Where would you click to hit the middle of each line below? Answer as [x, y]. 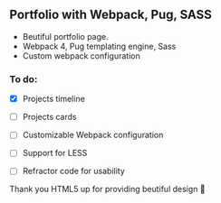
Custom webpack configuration [81, 55]
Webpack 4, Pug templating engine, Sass [99, 46]
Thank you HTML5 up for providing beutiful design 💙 [107, 189]
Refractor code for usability [73, 171]
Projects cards [49, 117]
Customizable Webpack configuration [93, 135]
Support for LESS [55, 153]
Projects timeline [54, 99]
